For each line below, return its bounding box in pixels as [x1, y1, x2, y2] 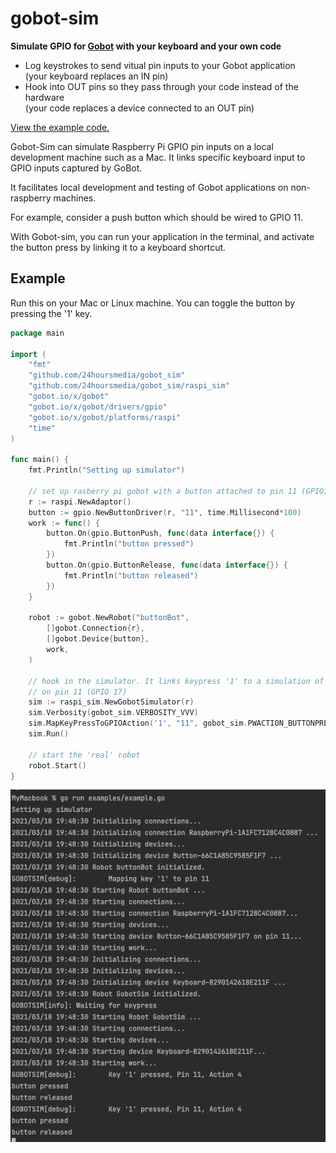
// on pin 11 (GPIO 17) [28, 687, 128, 697]
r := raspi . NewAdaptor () [28, 497, 132, 507]
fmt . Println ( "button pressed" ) [63, 539, 195, 549]
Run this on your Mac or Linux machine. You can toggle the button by [10, 297, 296, 309]
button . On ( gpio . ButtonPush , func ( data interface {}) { [46, 528, 275, 539]
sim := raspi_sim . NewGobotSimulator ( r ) [28, 697, 195, 707]
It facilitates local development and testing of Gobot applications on [10, 181, 289, 193]
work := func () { [28, 518, 101, 528]
